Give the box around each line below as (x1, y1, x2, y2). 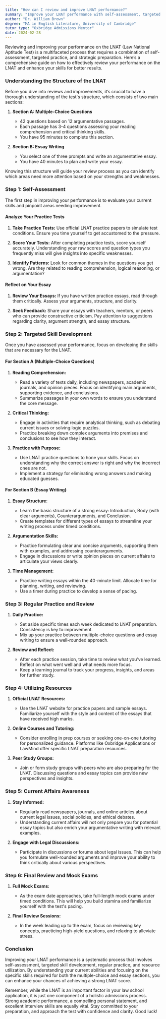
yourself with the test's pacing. (19, 903, 83, 909)
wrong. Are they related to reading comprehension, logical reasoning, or (12, 265, 160, 271)
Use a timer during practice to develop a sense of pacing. (19, 588, 137, 594)
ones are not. (19, 465, 47, 471)
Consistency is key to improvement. (19, 627, 93, 632)
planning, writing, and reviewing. (19, 583, 87, 589)
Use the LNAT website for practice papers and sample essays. (19, 705, 147, 712)
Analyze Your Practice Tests (5, 214, 65, 220)
